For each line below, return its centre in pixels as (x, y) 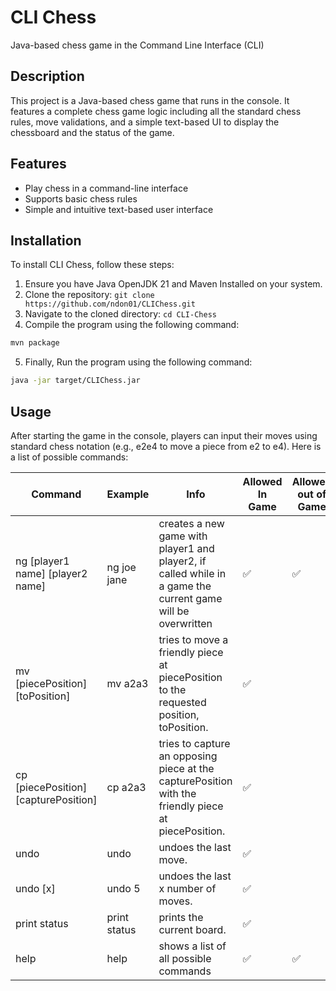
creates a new (191, 523)
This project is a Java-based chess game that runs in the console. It (150, 100)
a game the (185, 586)
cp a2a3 (126, 787)
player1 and (186, 548)
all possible (185, 958)
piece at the (186, 768)
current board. (192, 929)
